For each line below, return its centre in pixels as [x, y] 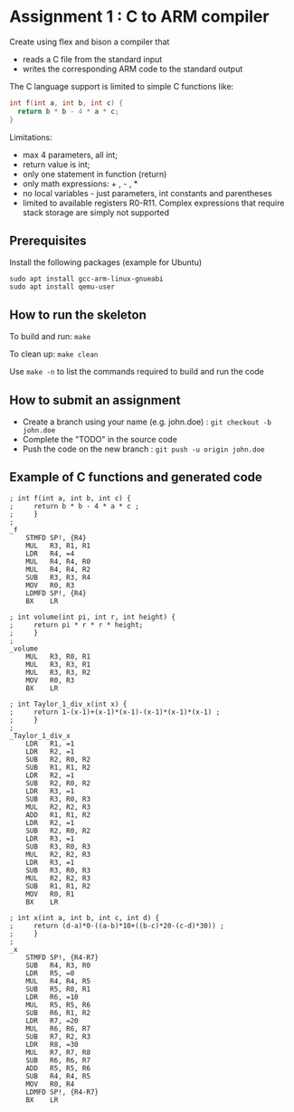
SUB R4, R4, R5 [58, 1076]
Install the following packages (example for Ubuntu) [106, 262]
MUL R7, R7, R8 [58, 1052]
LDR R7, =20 [52, 1021]
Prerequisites [48, 240]
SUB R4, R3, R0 [58, 965]
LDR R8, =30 [52, 1044]
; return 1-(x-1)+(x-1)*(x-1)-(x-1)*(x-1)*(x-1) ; [115, 712]
